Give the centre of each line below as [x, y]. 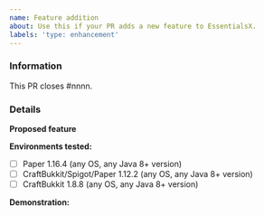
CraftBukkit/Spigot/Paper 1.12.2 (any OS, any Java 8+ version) [137, 174]
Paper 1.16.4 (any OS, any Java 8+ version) [102, 164]
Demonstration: [40, 202]
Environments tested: [51, 146]
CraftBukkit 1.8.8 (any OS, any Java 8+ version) [110, 184]
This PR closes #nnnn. [51, 86]
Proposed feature [43, 128]
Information [36, 66]
